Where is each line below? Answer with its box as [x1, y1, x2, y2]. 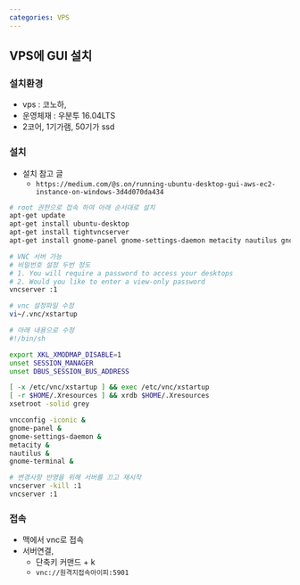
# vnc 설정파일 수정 [9, 301, 74, 310]
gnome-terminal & [9, 457, 74, 466]
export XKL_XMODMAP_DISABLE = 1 [9, 350, 122, 359]
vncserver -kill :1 [9, 482, 82, 490]
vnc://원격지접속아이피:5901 [35, 568, 129, 578]
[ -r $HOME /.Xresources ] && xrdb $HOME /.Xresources [9, 391, 210, 400]
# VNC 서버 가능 [9, 251, 62, 261]
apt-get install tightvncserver [9, 228, 129, 237]
